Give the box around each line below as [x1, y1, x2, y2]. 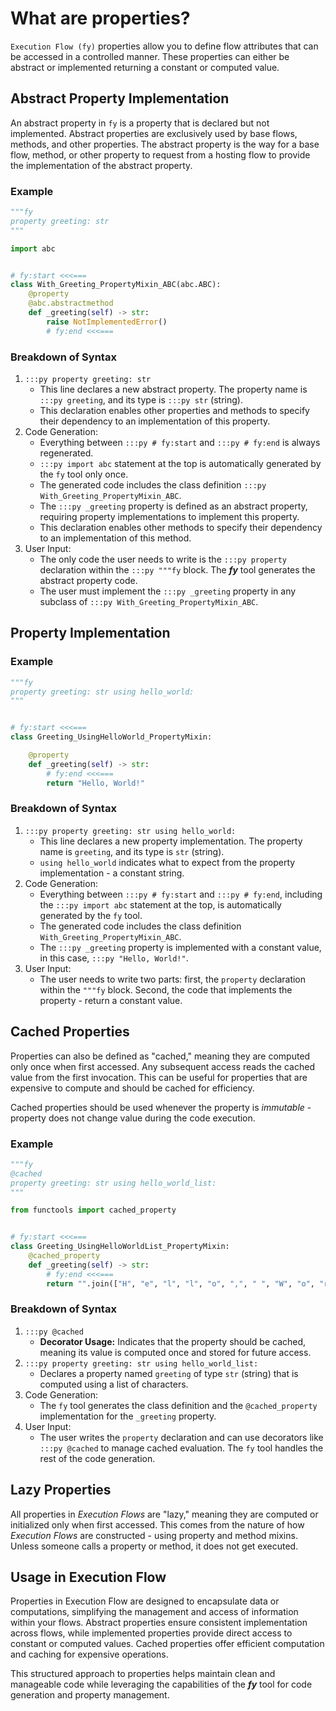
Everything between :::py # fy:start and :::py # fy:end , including [39, 888, 323, 900]
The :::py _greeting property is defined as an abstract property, [39, 500, 308, 512]
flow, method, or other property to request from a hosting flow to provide [10, 148, 311, 161]
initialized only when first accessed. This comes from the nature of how [10, 1518, 305, 1531]
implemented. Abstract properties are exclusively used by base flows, [10, 127, 298, 139]
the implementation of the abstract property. [10, 159, 193, 171]
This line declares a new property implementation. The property [39, 835, 303, 847]
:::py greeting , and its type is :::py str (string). [39, 393, 243, 406]
